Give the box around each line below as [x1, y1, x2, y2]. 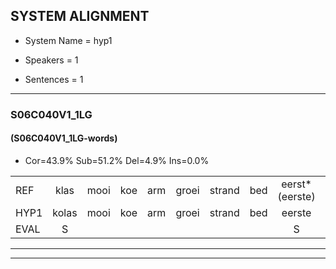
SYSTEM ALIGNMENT [10, 8, 150, 25]
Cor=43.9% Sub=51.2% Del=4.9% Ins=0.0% [24, 154, 210, 166]
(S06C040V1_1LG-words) [10, 132, 118, 144]
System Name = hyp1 [24, 34, 113, 46]
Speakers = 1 [24, 54, 79, 66]
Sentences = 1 [24, 73, 84, 85]
